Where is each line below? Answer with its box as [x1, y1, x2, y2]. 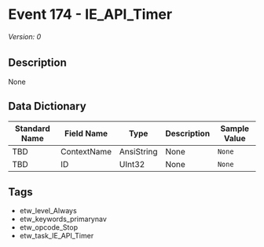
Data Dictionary [8, 100, 86, 113]
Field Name [64, 128, 108, 139]
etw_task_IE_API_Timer [19, 231, 94, 241]
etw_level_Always [19, 206, 77, 216]
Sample [220, 123, 250, 134]
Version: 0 [8, 31, 42, 41]
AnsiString [119, 146, 158, 157]
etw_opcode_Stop [19, 223, 79, 232]
